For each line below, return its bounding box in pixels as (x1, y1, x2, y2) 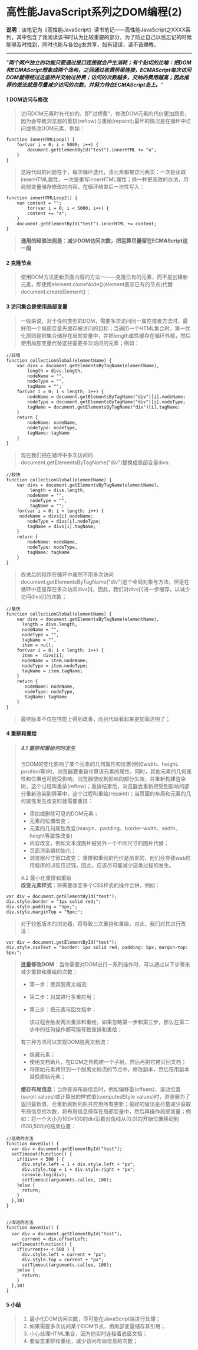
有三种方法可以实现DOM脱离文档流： (20, 1038, 111, 1045)
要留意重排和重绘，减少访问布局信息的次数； (29, 1338, 138, 1345)
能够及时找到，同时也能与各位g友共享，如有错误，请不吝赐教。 (6, 41, 159, 48)
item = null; (21, 642, 54, 648)
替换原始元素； (29, 1073, 66, 1080)
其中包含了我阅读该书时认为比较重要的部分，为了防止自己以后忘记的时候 (16, 33, 192, 40)
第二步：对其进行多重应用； (29, 993, 97, 1001)
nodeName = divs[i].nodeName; (19, 513, 94, 519)
